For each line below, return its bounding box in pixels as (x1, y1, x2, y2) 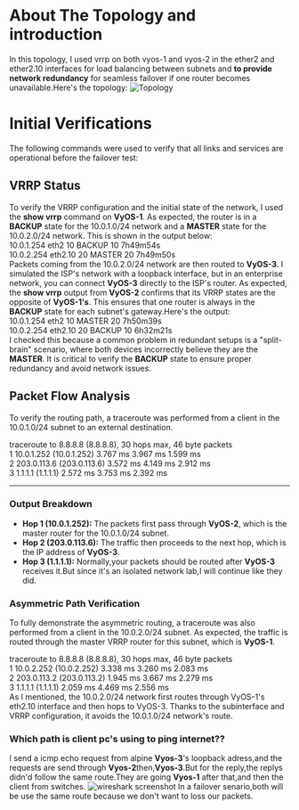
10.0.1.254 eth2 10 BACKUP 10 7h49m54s (9, 240, 161, 250)
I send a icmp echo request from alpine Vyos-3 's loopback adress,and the (9, 753, 283, 764)
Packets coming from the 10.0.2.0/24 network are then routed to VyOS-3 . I (9, 258, 284, 269)
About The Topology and (9, 5, 197, 26)
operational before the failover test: (9, 152, 139, 163)
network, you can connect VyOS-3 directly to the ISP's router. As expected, (9, 277, 287, 288)
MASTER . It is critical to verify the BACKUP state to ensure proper (9, 353, 252, 364)
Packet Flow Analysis (9, 389, 131, 404)
